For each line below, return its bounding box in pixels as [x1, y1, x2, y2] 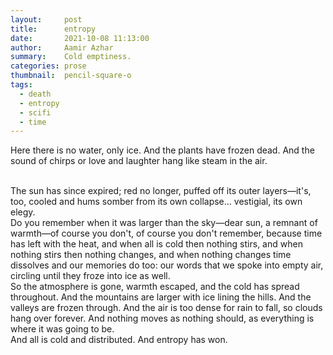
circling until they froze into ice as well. [10, 270, 171, 282]
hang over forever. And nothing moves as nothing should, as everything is [10, 312, 315, 325]
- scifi [19, 107, 52, 118]
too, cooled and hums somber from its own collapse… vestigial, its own [10, 196, 303, 208]
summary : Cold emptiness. [10, 52, 132, 62]
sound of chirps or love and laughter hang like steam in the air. [10, 155, 268, 167]
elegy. [10, 206, 36, 218]
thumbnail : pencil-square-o [10, 71, 132, 81]
